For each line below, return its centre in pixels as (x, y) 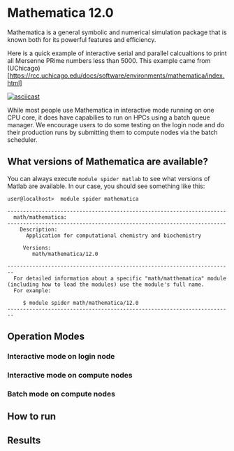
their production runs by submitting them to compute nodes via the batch (112, 132)
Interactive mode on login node (61, 357)
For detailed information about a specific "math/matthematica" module (120, 278)
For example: (32, 291)
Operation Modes (46, 337)
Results (24, 440)
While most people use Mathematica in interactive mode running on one (111, 110)
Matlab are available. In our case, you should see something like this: (106, 186)
